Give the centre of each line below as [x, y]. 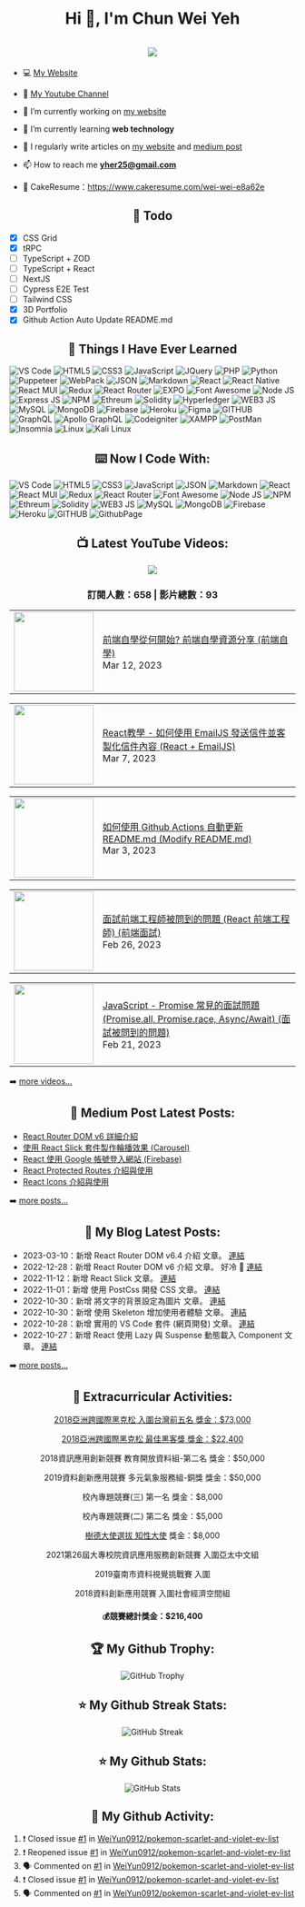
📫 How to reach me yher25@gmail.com [99, 164]
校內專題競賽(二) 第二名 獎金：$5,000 [152, 1516]
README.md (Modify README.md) [177, 839]
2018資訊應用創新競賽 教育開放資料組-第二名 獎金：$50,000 [152, 1458]
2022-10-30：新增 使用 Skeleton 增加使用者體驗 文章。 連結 [134, 1312]
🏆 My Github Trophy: [152, 1649]
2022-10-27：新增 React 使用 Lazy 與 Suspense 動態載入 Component [152, 1335]
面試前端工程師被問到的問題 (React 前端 [187, 919]
